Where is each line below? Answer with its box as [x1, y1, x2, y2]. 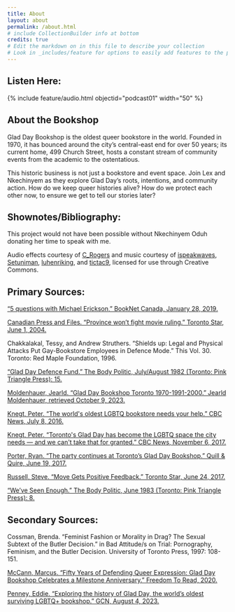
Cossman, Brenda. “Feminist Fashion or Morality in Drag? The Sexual [7, 532, 206, 541]
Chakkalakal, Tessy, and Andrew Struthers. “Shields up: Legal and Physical [7, 339, 223, 347]
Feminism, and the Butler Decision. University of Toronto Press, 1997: [7, 547, 206, 555]
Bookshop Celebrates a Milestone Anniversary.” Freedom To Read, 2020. [7, 576, 218, 584]
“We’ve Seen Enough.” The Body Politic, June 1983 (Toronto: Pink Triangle [7, 486, 222, 494]
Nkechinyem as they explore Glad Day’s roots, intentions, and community [7, 176, 218, 184]
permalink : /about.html [7, 23, 77, 30]
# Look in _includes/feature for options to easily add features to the [7, 50, 224, 57]
